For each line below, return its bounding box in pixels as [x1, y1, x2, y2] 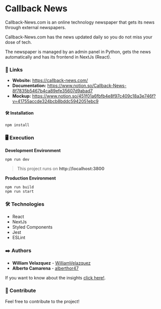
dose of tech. [5, 39, 32, 45]
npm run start [5, 189, 34, 194]
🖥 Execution [5, 134, 34, 141]
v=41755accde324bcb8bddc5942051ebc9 [12, 98, 99, 104]
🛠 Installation [5, 110, 34, 116]
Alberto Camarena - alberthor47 [12, 265, 79, 271]
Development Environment [5, 147, 61, 153]
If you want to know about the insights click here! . [5, 275, 106, 281]
